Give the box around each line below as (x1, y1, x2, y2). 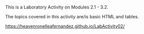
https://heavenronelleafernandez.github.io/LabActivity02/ (5, 23, 125, 29)
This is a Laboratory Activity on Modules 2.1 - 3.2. (5, 4, 109, 10)
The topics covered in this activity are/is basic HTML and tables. (5, 14, 139, 19)
